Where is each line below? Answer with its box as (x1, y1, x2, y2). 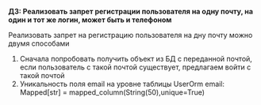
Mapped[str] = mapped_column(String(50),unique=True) (19, 88, 205, 97)
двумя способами (8, 39, 70, 48)
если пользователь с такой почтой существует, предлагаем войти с (19, 62, 251, 72)
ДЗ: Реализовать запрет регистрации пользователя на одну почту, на (8, 7, 254, 16)
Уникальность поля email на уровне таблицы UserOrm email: (19, 79, 225, 88)
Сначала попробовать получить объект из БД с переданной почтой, (19, 54, 252, 63)
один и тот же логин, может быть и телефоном (8, 15, 172, 24)
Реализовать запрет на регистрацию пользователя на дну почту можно (8, 31, 253, 39)
